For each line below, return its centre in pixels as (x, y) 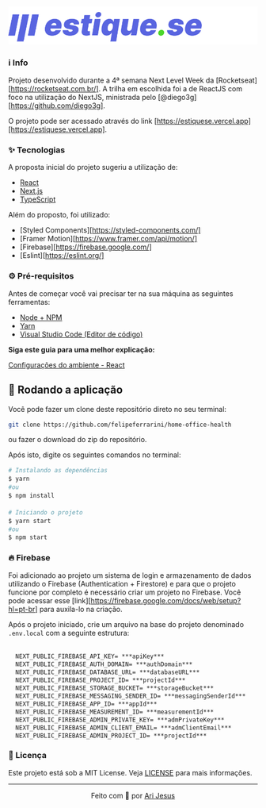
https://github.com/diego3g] (57, 106)
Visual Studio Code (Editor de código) (81, 334)
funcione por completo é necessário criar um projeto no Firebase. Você (125, 592)
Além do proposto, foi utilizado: (59, 215)
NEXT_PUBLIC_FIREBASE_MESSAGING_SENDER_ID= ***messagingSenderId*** (131, 696)
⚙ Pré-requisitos (41, 276)
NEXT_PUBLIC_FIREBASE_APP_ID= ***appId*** (86, 704)
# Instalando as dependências (58, 471)
